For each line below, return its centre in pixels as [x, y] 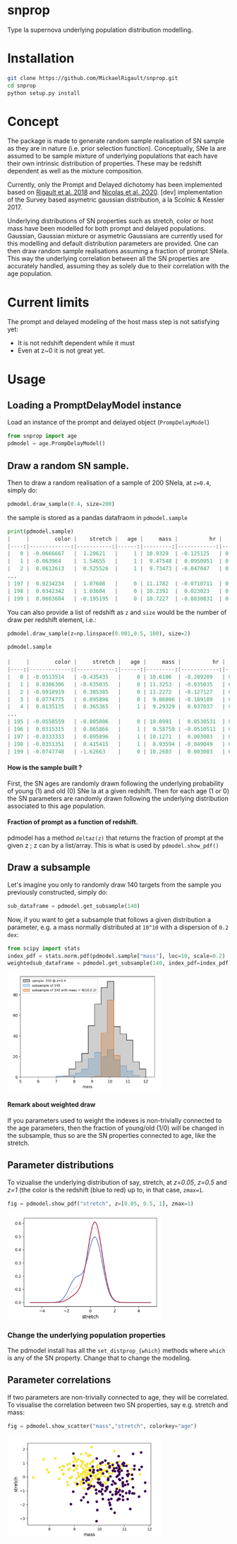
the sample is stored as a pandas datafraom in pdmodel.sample [98, 517]
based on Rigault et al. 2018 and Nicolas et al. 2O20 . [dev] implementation [115, 192]
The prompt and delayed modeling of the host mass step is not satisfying [114, 322]
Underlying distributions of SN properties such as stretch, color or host [110, 221]
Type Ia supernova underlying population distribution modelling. [100, 30]
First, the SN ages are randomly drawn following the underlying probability [116, 783]
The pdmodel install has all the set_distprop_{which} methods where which [116, 1351]
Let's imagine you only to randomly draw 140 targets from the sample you [115, 885]
